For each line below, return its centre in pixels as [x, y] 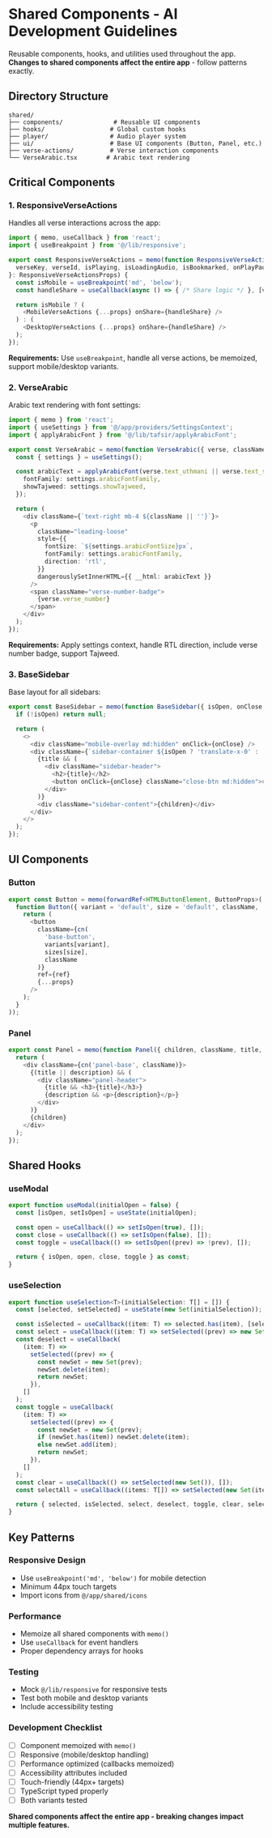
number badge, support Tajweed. [64, 653]
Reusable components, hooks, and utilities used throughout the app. [122, 53]
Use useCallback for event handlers [79, 1642]
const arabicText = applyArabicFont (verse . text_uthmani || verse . [130, 472]
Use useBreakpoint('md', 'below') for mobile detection [113, 1578]
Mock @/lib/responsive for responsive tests [93, 1690]
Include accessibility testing [66, 1707]
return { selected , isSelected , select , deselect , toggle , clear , [130, 1504]
